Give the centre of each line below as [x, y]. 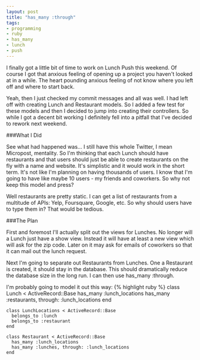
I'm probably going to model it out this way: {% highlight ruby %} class [93, 287]
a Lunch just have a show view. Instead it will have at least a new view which [100, 238]
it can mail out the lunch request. [47, 251]
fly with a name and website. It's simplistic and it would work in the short [96, 165]
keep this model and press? [40, 184]
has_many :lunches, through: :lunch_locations [70, 347]
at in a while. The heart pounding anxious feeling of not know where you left [100, 80]
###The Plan [22, 220]
